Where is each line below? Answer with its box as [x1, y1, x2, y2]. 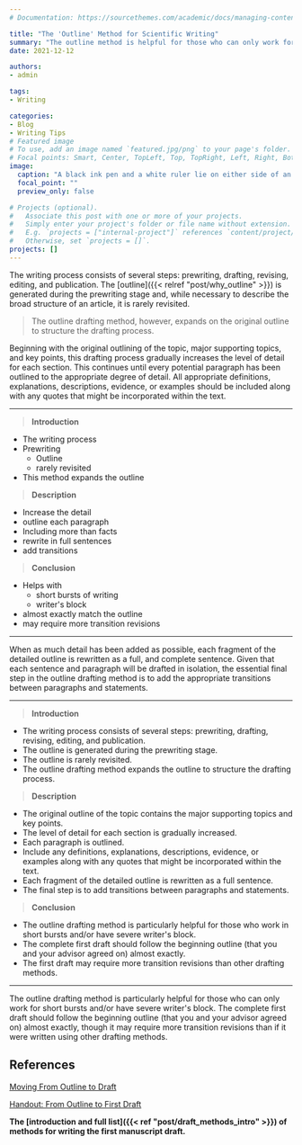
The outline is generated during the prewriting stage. [22, 744, 218, 756]
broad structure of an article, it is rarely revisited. [9, 298, 191, 309]
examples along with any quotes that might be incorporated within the [22, 855, 281, 866]
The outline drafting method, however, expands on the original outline [31, 316, 289, 327]
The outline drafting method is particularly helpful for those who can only [9, 993, 280, 1004]
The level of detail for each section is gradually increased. [22, 827, 237, 837]
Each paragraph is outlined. [22, 836, 125, 847]
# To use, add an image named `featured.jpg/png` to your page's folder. [9, 145, 292, 154]
